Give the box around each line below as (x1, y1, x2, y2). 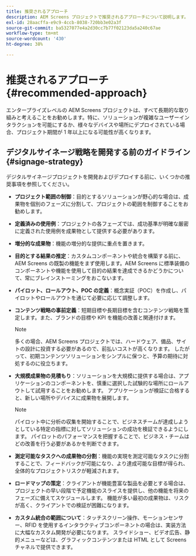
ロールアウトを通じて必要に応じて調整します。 (40, 294, 153, 301)
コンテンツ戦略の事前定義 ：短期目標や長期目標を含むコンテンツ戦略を (14, 306, 184, 314)
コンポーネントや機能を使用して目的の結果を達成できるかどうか (14, 267, 169, 274)
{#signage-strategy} (6, 157, 84, 167)
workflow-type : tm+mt (6, 30, 59, 36)
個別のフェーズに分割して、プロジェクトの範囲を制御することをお (30, 200, 188, 207)
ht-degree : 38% (6, 42, 43, 48)
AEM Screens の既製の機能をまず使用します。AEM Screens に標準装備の (14, 259, 190, 267)
